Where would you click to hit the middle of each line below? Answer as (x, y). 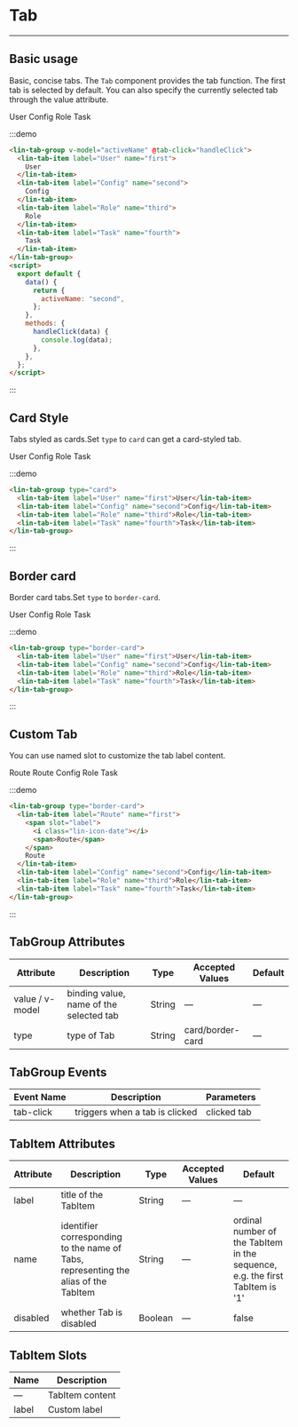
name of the (92, 1004)
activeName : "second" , (83, 298)
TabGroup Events (58, 1072)
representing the (95, 1271)
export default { (49, 274)
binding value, (96, 993)
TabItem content (82, 1395)
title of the (82, 1195)
